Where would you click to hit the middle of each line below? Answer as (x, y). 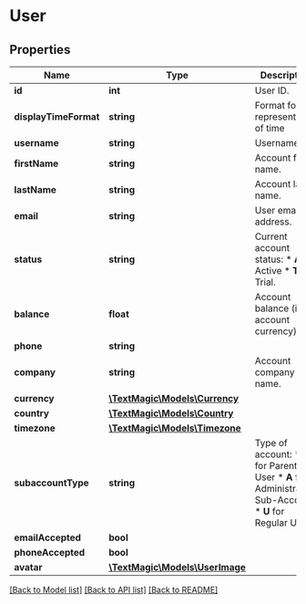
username (36, 143)
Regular (271, 523)
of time (270, 128)
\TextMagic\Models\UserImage (177, 567)
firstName (36, 163)
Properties (40, 50)
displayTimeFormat (57, 117)
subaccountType (51, 483)
